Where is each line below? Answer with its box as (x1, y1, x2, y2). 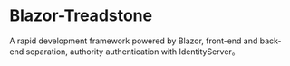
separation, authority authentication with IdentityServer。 (25, 46, 240, 57)
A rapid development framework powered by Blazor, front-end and (9, 35, 258, 46)
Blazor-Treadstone (9, 5, 152, 26)
